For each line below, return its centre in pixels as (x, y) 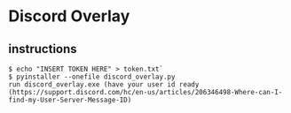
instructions (43, 49)
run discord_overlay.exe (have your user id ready (104, 85)
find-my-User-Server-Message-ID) (70, 100)
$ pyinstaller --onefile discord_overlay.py (92, 77)
